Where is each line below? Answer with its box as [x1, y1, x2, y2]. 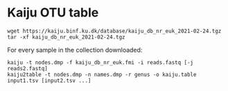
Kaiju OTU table [7, 5, 99, 21]
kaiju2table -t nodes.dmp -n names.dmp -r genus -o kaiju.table [7, 71, 197, 78]
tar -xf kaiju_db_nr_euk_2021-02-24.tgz [7, 33, 126, 41]
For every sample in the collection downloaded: [7, 45, 143, 54]
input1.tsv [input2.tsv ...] [7, 77, 91, 84]
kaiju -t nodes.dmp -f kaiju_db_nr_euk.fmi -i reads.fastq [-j [7, 59, 194, 66]
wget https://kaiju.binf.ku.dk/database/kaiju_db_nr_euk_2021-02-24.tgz [7, 28, 222, 34]
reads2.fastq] [7, 65, 49, 72]
